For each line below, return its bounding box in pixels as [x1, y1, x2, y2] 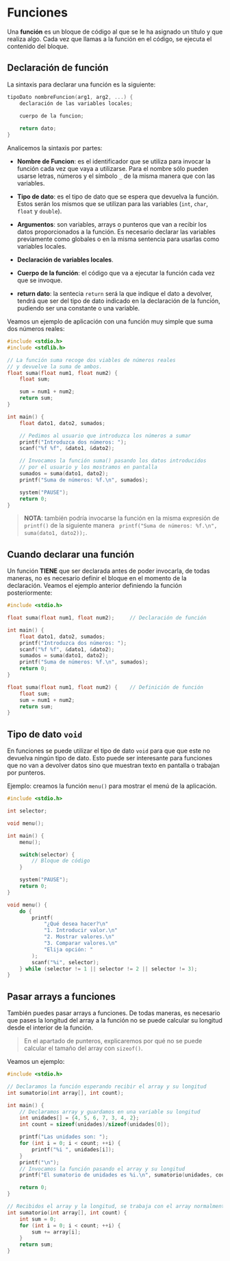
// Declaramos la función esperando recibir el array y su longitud [7, 1083, 207, 1090]
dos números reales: [7, 325, 65, 332]
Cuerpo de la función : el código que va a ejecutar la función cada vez [16, 269, 216, 277]
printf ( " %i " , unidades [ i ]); [31, 1146, 115, 1153]
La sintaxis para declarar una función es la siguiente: [7, 80, 156, 89]
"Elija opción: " [43, 946, 94, 953]
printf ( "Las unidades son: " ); [19, 1133, 109, 1141]
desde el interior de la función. [7, 1023, 94, 1032]
